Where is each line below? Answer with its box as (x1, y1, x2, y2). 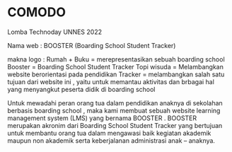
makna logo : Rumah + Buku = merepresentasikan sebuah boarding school (7, 54, 225, 64)
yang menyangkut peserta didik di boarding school (7, 85, 156, 93)
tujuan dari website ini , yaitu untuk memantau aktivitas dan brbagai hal (7, 77, 214, 86)
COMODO (7, 4, 66, 21)
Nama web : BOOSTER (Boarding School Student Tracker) (7, 41, 176, 49)
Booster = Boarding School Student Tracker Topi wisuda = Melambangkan (7, 62, 224, 71)
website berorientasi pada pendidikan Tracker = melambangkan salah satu (7, 70, 225, 78)
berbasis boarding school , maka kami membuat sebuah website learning (7, 106, 221, 115)
